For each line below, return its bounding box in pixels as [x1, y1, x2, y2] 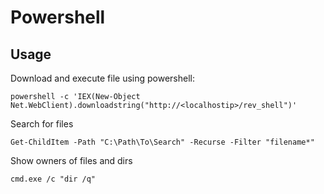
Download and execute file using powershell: [10, 72, 195, 84]
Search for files [10, 118, 74, 130]
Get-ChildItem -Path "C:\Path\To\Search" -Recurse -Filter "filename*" [10, 137, 315, 147]
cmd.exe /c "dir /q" [10, 174, 97, 184]
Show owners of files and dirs [10, 155, 133, 166]
